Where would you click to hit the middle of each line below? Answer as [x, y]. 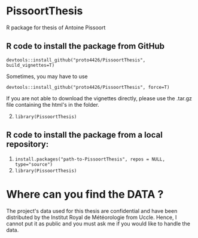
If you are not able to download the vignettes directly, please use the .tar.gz [99, 98]
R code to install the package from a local [84, 135]
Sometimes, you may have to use [47, 76]
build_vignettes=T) [31, 65]
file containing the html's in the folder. [53, 104]
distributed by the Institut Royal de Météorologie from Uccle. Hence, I [92, 217]
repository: [28, 144]
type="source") [34, 164]
